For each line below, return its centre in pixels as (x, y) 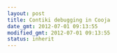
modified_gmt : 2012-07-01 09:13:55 (59, 33)
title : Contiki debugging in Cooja (59, 20)
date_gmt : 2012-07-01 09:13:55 (53, 26)
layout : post (26, 13)
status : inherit (31, 39)
